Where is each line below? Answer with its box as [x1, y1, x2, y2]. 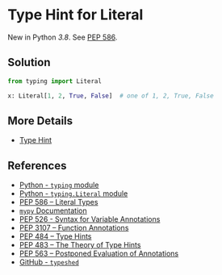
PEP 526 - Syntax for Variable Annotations [19, 215, 161, 224]
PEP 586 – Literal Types [19, 198, 98, 207]
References [7, 159, 67, 173]
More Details [7, 114, 73, 127]
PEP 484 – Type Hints [19, 231, 92, 241]
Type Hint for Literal [7, 6, 144, 24]
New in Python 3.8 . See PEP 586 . [7, 32, 118, 42]
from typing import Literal [7, 77, 103, 85]
